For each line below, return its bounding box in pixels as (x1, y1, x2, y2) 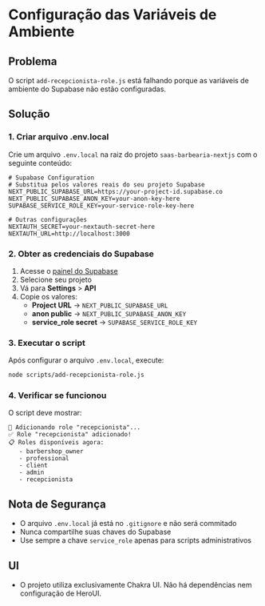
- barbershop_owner (18, 447, 84, 456)
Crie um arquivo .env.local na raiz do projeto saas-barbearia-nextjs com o (8, 150, 258, 159)
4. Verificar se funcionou (8, 390, 107, 401)
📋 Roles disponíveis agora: (8, 439, 105, 447)
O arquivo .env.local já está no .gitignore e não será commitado (19, 519, 237, 528)
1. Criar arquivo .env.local (8, 131, 109, 142)
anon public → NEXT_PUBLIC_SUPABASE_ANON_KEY (31, 308, 187, 318)
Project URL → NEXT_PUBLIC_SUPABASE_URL (31, 300, 168, 310)
